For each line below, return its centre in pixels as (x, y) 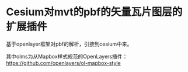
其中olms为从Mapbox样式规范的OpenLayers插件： (67, 56)
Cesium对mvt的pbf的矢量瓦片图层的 (94, 12)
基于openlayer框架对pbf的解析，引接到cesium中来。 (69, 44)
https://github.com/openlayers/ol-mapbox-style (63, 63)
